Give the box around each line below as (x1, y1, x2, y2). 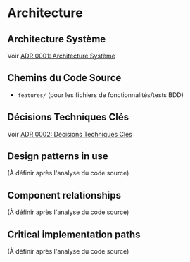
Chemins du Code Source (7, 72, 122, 84)
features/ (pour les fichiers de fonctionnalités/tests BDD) (17, 90, 184, 99)
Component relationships (7, 189, 122, 201)
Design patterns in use (7, 150, 109, 163)
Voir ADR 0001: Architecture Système (7, 51, 116, 60)
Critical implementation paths (7, 228, 141, 240)
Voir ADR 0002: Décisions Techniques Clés (7, 130, 132, 138)
